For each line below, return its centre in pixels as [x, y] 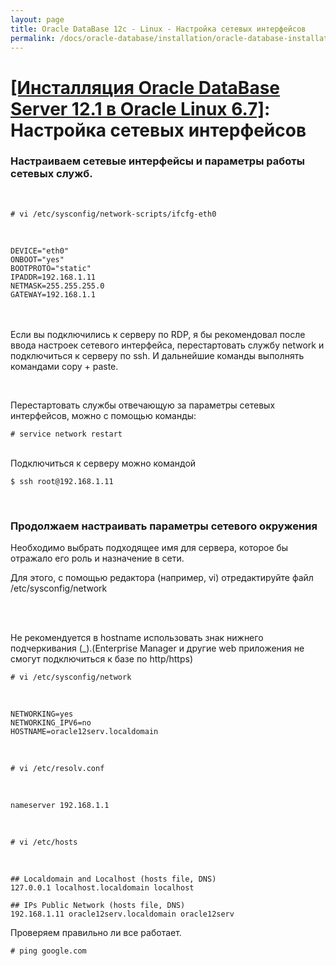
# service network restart [66, 434]
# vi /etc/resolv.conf [57, 769]
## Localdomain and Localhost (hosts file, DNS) [113, 879]
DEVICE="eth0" [40, 251]
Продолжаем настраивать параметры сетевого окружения [164, 526]
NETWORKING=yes [42, 714]
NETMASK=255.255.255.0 [57, 286]
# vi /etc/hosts [44, 842]
